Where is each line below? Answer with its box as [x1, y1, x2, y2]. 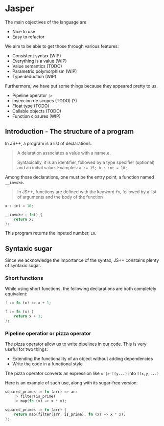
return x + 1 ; [14, 314, 43, 319]
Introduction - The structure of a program [5, 128, 134, 136]
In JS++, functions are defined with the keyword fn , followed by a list [17, 189, 157, 195]
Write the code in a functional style [12, 361, 83, 367]
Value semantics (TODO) [12, 63, 62, 69]
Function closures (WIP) [12, 113, 61, 119]
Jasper [5, 3, 34, 14]
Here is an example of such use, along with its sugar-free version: [5, 380, 138, 386]
